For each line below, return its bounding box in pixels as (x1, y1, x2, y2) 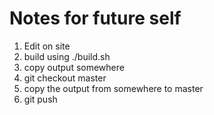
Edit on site (23, 40, 71, 52)
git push (23, 93, 58, 105)
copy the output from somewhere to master (23, 82, 204, 94)
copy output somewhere (23, 61, 125, 73)
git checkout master (23, 72, 107, 84)
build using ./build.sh (23, 50, 111, 62)
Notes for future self (9, 7, 182, 30)
